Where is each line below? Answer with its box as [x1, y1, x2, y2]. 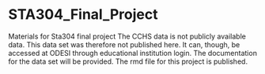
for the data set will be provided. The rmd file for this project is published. [8, 57, 248, 66]
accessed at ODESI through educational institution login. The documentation [8, 48, 257, 57]
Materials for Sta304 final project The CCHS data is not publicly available [8, 31, 247, 41]
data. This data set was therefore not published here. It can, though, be [8, 39, 240, 49]
